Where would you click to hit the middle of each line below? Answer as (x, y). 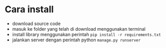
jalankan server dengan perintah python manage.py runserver (76, 40)
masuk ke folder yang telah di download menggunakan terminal (79, 29)
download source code (36, 23)
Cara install (29, 9)
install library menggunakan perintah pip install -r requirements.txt (87, 34)
